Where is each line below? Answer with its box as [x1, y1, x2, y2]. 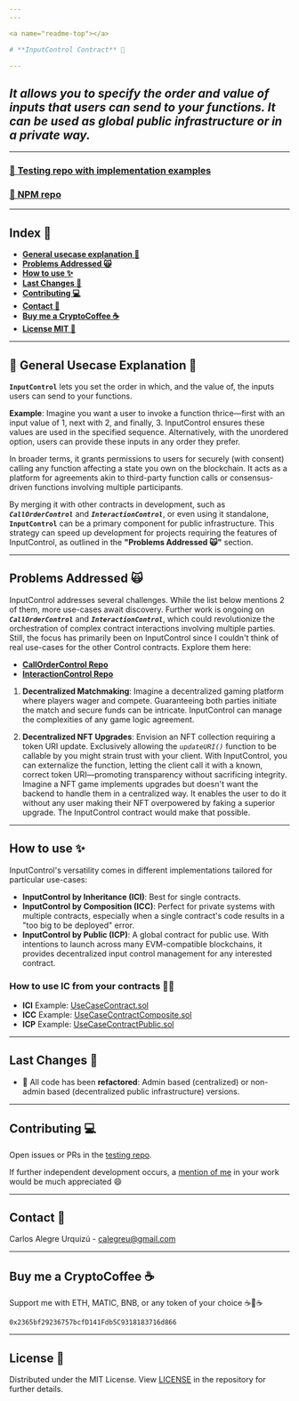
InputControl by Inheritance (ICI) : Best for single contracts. [21, 891, 242, 902]
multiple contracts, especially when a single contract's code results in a [21, 910, 285, 921]
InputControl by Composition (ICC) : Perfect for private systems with [21, 900, 276, 912]
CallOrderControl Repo [21, 659, 109, 670]
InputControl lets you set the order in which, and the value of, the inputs [9, 382, 274, 392]
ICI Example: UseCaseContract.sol [21, 1000, 149, 1010]
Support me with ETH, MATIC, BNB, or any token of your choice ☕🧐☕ [9, 1298, 263, 1308]
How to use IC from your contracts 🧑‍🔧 [9, 979, 175, 992]
